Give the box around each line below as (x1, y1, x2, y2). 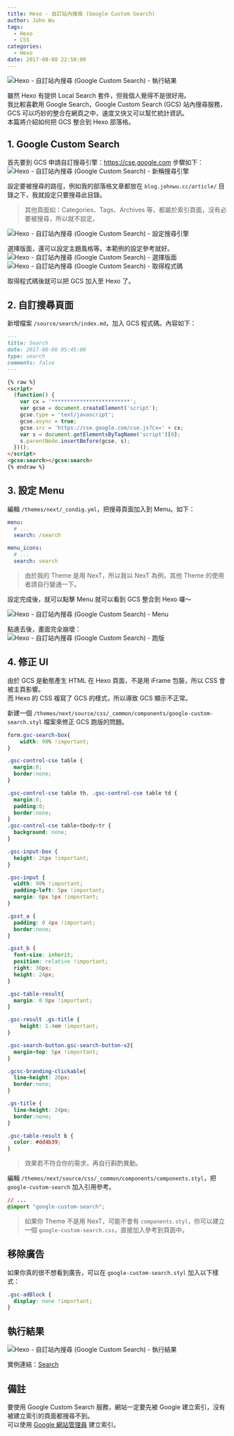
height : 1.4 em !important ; (20, 1022, 99, 1030)
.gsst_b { (7, 945, 37, 952)
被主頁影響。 (7, 685, 44, 693)
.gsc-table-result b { (7, 1132, 74, 1139)
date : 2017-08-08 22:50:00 (7, 56, 86, 63)
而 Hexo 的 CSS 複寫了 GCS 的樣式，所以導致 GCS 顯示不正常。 (7, 693, 192, 702)
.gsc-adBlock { (7, 1291, 52, 1298)
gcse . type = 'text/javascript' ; (20, 411, 115, 418)
